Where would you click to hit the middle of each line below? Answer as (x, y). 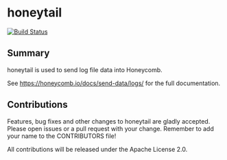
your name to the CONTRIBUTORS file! (62, 136)
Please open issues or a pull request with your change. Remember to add (110, 128)
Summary (28, 53)
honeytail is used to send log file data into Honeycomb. (85, 69)
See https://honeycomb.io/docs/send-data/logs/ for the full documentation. (114, 83)
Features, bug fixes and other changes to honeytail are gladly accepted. (109, 121)
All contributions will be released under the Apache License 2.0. (97, 149)
